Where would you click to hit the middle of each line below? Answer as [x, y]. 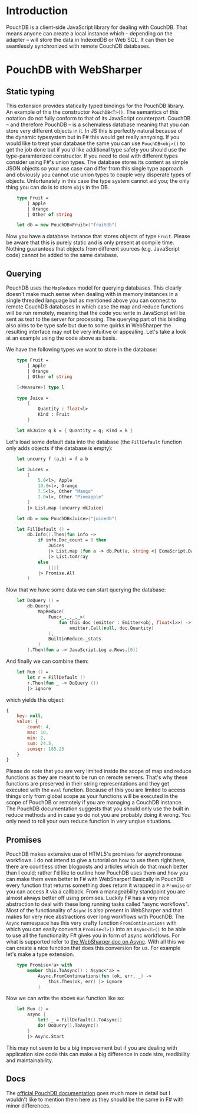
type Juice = [33, 398]
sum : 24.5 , [41, 743]
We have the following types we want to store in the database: [82, 350]
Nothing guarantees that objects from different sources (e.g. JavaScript [93, 249]
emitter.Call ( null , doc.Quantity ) [112, 628]
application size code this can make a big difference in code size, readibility [98, 1054]
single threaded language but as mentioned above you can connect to [91, 300]
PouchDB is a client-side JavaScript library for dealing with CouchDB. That [97, 27]
